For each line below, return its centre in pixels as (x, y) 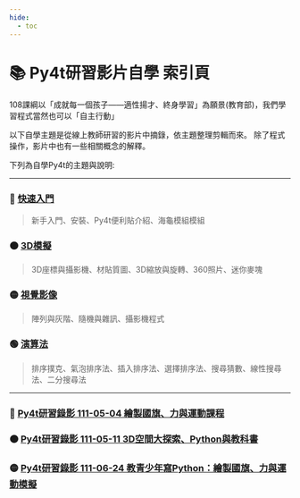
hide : (19, 17)
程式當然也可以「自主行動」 (67, 116)
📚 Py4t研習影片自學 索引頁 (109, 73)
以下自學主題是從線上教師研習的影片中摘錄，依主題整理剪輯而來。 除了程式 (147, 135)
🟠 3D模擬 (30, 245)
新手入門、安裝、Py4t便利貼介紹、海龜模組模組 (118, 220)
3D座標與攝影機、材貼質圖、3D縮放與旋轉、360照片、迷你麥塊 (147, 270)
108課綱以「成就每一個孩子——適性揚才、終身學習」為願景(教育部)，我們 (144, 105)
